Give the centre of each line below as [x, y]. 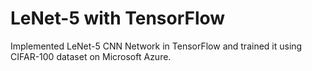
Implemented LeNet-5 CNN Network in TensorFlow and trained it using [156, 46]
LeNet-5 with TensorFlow [118, 18]
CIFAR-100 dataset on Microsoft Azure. [91, 56]
